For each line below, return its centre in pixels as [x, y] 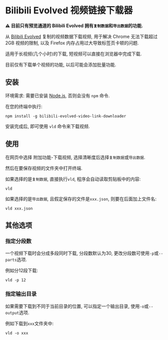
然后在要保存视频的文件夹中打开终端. [44, 168]
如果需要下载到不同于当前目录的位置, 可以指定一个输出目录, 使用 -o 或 [77, 306]
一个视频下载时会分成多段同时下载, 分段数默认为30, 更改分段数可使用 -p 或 [82, 253]
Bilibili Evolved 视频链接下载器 [69, 10]
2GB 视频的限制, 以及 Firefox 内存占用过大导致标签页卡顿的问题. [72, 43]
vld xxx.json [19, 208]
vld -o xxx [17, 333]
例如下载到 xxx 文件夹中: [30, 323]
